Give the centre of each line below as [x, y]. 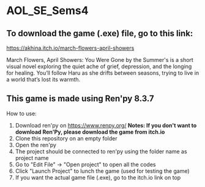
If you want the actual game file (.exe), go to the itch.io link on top [98, 177]
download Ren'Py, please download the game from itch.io [90, 132]
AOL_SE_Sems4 [47, 11]
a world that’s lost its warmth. [43, 79]
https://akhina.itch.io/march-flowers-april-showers [70, 48]
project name [32, 158]
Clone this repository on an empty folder [66, 138]
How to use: [21, 113]
